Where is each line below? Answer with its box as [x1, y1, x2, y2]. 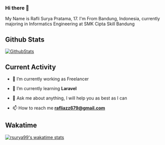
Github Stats [5, 35, 45, 44]
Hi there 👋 [5, 4, 30, 11]
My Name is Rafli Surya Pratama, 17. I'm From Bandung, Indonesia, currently [5, 16, 160, 22]
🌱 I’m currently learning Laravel [12, 85, 77, 91]
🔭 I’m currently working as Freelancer [12, 76, 89, 82]
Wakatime [5, 121, 37, 130]
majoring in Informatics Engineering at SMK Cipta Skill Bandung [5, 21, 135, 27]
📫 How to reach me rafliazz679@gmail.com [12, 105, 106, 111]
